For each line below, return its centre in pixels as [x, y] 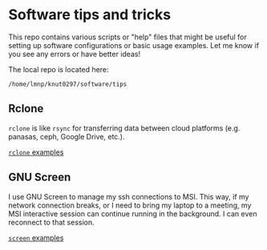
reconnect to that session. [51, 222]
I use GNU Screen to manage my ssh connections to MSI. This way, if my [129, 196]
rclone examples [36, 152]
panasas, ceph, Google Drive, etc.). [67, 136]
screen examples [36, 237]
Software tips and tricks [89, 15]
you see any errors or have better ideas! [75, 54]
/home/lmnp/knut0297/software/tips [68, 84]
